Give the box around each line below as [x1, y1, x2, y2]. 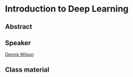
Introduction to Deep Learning [5, 3, 129, 14]
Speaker [5, 38, 31, 47]
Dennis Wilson [5, 51, 34, 57]
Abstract [5, 23, 33, 31]
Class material [5, 65, 50, 74]
